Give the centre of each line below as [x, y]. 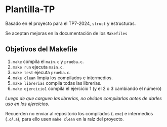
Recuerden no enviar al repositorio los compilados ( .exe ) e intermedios [79, 113]
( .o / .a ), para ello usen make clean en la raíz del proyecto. [65, 119]
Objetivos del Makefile [41, 49]
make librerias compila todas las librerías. [57, 83]
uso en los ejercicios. [27, 104]
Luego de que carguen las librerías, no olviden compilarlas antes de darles [83, 98]
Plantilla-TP [30, 9]
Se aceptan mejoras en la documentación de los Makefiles [66, 33]
